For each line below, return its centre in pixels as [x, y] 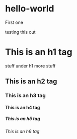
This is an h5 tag [23, 119]
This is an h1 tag [39, 52]
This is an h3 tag [26, 96]
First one [14, 22]
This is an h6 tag [22, 131]
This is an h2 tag [31, 82]
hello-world [30, 9]
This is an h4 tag [23, 107]
